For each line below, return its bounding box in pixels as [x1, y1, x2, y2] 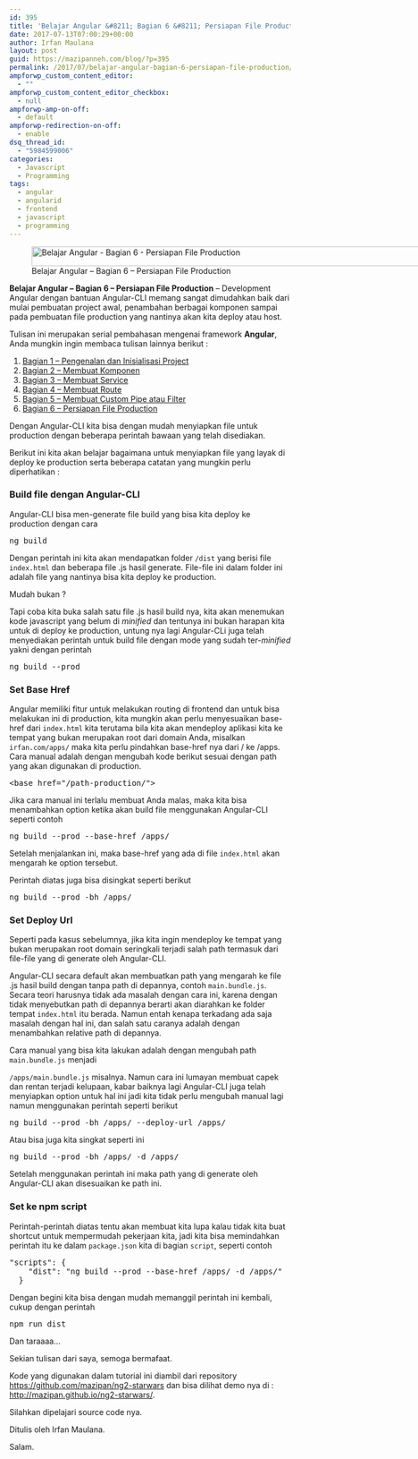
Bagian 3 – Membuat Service [21, 374, 129, 385]
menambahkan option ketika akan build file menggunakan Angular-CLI [9, 805, 268, 815]
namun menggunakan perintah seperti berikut [9, 1100, 179, 1111]
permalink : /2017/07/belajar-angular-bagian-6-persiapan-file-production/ [9, 64, 294, 73]
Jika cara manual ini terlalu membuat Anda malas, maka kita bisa [9, 795, 247, 806]
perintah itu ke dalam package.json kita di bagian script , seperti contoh [9, 1240, 272, 1250]
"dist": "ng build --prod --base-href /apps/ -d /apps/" [28, 1266, 283, 1276]
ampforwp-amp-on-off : [9, 105, 90, 114]
